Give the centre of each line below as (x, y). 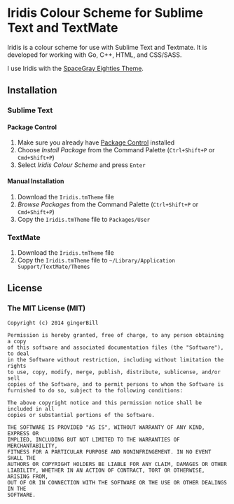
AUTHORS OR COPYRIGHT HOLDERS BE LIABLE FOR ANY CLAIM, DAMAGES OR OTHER (117, 464)
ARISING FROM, (28, 476)
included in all (31, 409)
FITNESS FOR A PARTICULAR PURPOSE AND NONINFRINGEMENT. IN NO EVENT (109, 452)
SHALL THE (22, 458)
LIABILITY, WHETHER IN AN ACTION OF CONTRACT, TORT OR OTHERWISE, (106, 470)
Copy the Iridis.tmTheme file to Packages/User (84, 219)
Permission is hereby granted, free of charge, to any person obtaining (116, 335)
